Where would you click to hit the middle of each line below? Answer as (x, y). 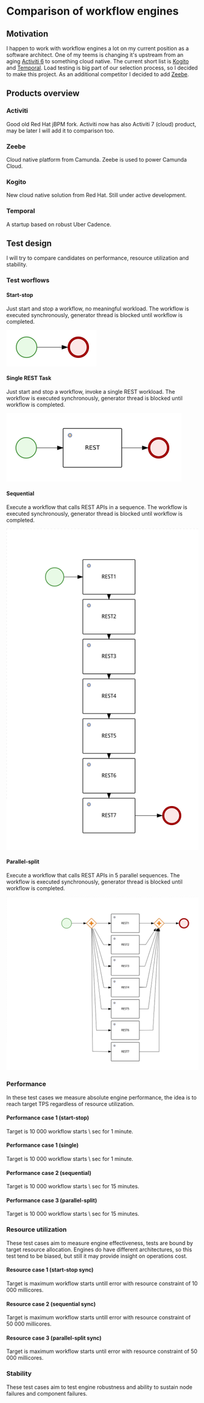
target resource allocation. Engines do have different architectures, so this (99, 1249)
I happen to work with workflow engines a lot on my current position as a (98, 48)
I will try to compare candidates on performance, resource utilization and (98, 258)
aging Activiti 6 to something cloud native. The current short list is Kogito (98, 61)
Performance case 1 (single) (43, 1145)
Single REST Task (29, 378)
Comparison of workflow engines (93, 11)
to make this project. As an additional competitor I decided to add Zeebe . (98, 74)
